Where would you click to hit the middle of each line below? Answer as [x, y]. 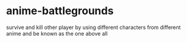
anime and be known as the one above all [57, 33]
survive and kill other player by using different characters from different [93, 27]
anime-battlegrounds [60, 11]
